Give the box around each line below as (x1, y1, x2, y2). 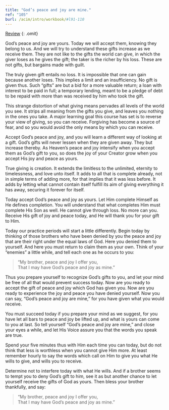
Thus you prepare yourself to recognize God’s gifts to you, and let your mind (5, 274, 164, 280)
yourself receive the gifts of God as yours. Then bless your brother (5, 379, 144, 385)
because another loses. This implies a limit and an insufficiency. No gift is (5, 77, 158, 83)
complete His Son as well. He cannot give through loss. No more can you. (5, 208, 158, 214)
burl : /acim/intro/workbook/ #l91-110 (5, 17, 85, 22)
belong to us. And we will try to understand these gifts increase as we (5, 46, 150, 52)
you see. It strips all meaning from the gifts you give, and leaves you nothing (5, 108, 164, 114)
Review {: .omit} (5, 31, 38, 37)
